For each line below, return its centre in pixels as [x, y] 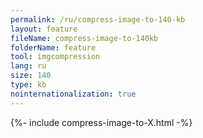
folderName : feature [53, 47]
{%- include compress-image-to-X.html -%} [101, 122]
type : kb [28, 85]
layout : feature [44, 29]
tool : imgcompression [55, 57]
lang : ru [28, 66]
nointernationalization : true [73, 94]
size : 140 [31, 76]
